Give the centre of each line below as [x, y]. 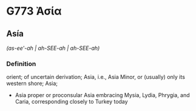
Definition [21, 64]
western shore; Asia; [32, 84]
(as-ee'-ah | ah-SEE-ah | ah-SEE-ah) [53, 48]
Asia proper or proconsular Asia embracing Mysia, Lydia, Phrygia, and [102, 95]
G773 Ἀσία [34, 11]
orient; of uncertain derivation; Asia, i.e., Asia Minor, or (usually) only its [96, 77]
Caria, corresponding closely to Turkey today [72, 102]
